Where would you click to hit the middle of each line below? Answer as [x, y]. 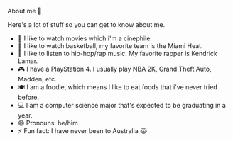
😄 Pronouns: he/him [48, 123]
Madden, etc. [37, 79]
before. [28, 97]
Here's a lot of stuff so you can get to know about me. [86, 24]
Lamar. [28, 61]
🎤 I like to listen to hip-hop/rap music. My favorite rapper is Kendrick [118, 53]
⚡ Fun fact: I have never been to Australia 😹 [82, 131]
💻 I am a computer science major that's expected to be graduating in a [121, 105]
